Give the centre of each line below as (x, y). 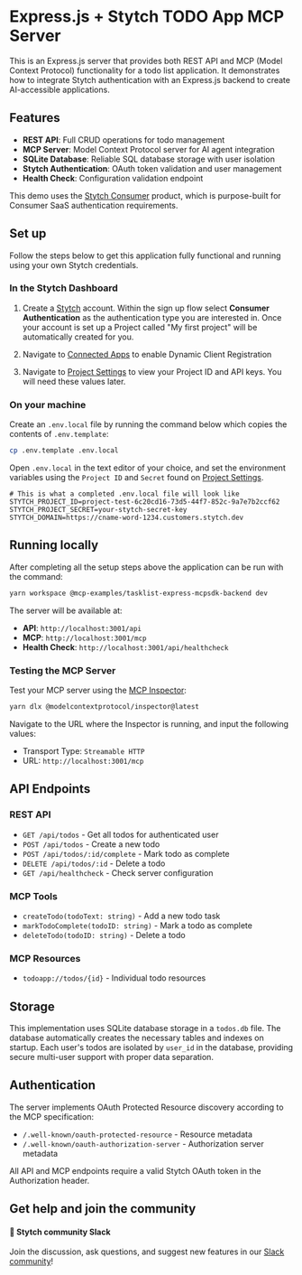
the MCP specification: (52, 1116)
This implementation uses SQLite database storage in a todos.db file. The (145, 1028)
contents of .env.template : (59, 434)
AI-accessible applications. (59, 89)
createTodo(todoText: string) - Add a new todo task (121, 916)
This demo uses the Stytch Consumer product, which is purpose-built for (145, 195)
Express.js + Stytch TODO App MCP (147, 17)
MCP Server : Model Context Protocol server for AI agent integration (148, 149)
